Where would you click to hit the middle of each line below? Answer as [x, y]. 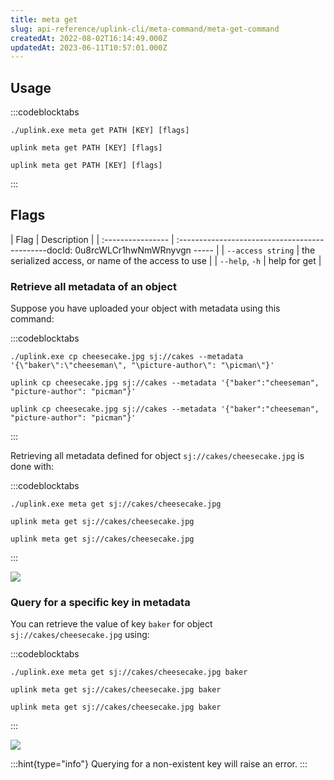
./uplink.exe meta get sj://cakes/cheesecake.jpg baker [129, 672]
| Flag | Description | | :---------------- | [92, 239]
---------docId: [41, 250]
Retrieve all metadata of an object [93, 286]
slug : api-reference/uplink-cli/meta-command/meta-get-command [145, 29]
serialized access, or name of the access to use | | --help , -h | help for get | [166, 260]
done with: [32, 467]
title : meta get [44, 19]
